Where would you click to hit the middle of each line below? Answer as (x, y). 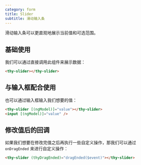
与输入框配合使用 (30, 88)
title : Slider (19, 14)
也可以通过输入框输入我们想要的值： (41, 100)
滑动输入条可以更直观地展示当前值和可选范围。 (51, 33)
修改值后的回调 (27, 130)
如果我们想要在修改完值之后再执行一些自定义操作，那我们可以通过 (70, 143)
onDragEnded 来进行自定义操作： (37, 149)
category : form (20, 9)
